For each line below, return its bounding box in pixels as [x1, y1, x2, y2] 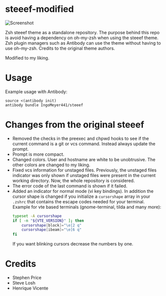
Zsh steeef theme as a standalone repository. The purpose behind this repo [5, 29, 160, 35]
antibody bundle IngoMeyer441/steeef [5, 103, 83, 108]
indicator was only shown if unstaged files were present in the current [12, 172, 156, 178]
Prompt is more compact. [12, 151, 65, 157]
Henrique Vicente [12, 285, 49, 291]
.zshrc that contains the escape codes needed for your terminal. [12, 198, 145, 204]
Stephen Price [12, 275, 42, 281]
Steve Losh [12, 280, 36, 286]
